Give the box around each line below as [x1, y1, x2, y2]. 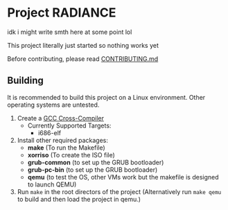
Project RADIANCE [7, 5, 116, 21]
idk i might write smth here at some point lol [7, 28, 132, 36]
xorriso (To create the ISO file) [27, 150, 116, 159]
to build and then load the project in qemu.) [17, 195, 141, 203]
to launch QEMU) [27, 180, 77, 189]
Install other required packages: [17, 136, 109, 144]
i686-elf [37, 128, 61, 137]
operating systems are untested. [7, 100, 100, 109]
